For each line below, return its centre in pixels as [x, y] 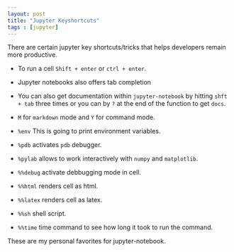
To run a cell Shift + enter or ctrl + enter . [82, 69]
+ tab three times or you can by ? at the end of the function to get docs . [122, 104]
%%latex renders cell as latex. [60, 200]
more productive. [33, 55]
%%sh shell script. [42, 214]
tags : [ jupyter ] [33, 27]
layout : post [27, 14]
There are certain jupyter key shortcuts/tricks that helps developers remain [117, 48]
